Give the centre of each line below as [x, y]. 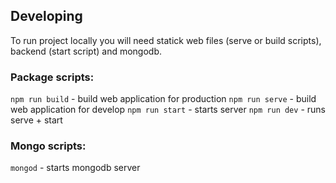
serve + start [36, 120]
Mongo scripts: [48, 146]
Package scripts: [52, 77]
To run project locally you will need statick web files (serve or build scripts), [166, 40]
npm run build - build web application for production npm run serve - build [163, 99]
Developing [46, 16]
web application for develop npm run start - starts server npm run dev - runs [168, 110]
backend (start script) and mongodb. [86, 51]
